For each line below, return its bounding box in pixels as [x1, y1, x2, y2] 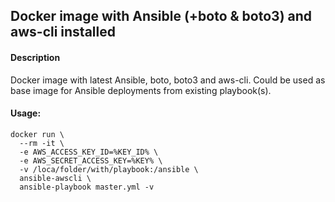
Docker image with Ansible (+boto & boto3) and [10, 8, 313, 25]
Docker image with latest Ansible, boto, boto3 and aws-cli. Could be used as [10, 74, 326, 86]
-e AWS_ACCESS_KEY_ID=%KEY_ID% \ [19, 147, 159, 157]
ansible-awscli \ [19, 173, 92, 183]
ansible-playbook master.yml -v [19, 182, 155, 192]
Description [10, 51, 61, 63]
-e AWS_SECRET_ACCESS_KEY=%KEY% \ [19, 155, 163, 166]
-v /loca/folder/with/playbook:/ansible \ [19, 164, 199, 174]
